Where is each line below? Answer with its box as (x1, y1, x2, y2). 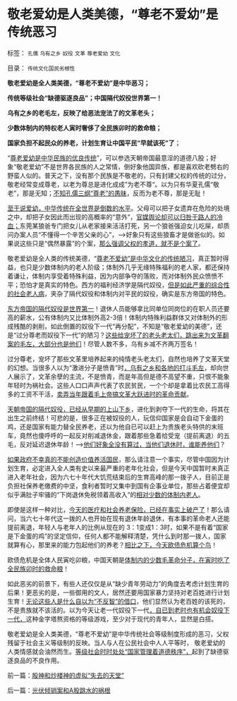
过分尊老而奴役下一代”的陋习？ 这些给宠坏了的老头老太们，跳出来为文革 (16, 331, 224, 339)
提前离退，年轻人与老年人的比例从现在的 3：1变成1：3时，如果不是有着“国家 (7, 523, 229, 531)
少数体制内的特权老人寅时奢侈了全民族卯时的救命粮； (7, 123, 162, 132)
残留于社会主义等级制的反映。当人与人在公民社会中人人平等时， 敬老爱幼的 (7, 638, 226, 647)
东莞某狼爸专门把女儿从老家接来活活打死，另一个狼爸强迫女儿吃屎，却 (20, 221, 224, 230)
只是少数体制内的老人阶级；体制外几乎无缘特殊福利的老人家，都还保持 (25, 262, 230, 272)
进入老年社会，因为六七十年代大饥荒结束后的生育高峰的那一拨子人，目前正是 (7, 473, 230, 481)
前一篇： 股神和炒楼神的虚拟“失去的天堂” (7, 671, 125, 679)
